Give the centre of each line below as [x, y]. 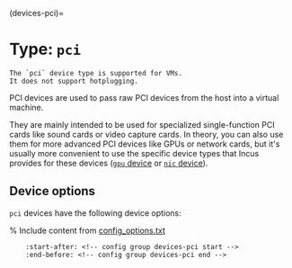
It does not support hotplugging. [74, 81]
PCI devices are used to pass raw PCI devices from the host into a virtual [144, 97]
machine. [27, 107]
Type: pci [45, 49]
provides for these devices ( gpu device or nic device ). [109, 163]
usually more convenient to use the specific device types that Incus [134, 153]
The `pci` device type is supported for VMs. [96, 73]
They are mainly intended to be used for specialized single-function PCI [142, 124]
